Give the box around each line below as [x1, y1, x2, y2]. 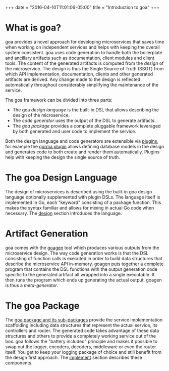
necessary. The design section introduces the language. [5, 210, 122, 216]
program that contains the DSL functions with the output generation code [5, 266, 158, 272]
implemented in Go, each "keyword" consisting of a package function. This [5, 199, 161, 205]
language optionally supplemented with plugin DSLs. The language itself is [5, 194, 160, 200]
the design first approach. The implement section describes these [5, 354, 142, 360]
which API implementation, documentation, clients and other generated [5, 71, 153, 77]
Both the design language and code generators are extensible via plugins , [5, 138, 159, 144]
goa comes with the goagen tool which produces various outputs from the [5, 244, 160, 251]
